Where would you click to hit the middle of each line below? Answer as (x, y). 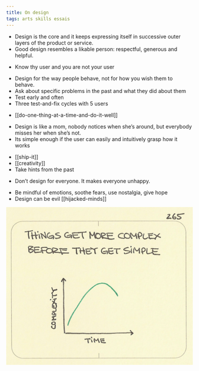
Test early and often (39, 97)
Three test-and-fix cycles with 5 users (61, 103)
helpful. (24, 55)
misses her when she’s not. (48, 133)
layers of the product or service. (54, 43)
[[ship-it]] (26, 156)
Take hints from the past (44, 169)
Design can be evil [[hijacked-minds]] (60, 199)
